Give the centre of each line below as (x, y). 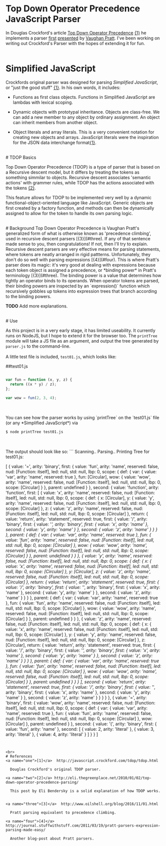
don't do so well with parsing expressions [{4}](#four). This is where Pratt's (83, 260)
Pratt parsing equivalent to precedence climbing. (63, 813)
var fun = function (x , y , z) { (39, 379)
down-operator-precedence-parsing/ (42, 782)
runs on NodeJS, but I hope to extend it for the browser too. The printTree (82, 335)
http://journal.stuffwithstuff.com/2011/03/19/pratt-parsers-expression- (83, 826)
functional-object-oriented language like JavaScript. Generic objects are (79, 203)
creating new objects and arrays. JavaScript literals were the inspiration (86, 137)
